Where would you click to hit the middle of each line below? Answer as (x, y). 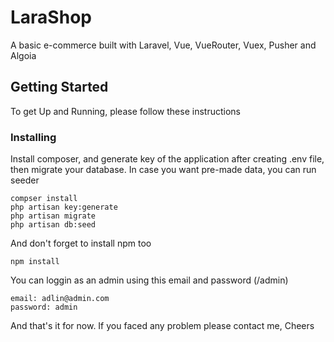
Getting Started (59, 87)
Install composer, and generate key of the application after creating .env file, (167, 159)
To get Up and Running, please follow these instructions (125, 111)
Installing (33, 137)
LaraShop (51, 17)
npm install (35, 262)
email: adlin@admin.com (60, 299)
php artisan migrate (53, 216)
